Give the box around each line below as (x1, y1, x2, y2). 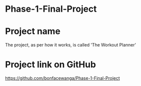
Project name (5, 26, 60, 37)
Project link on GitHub (5, 59, 96, 70)
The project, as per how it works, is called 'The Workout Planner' (5, 42, 137, 48)
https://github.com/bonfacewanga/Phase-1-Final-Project (5, 75, 120, 81)
